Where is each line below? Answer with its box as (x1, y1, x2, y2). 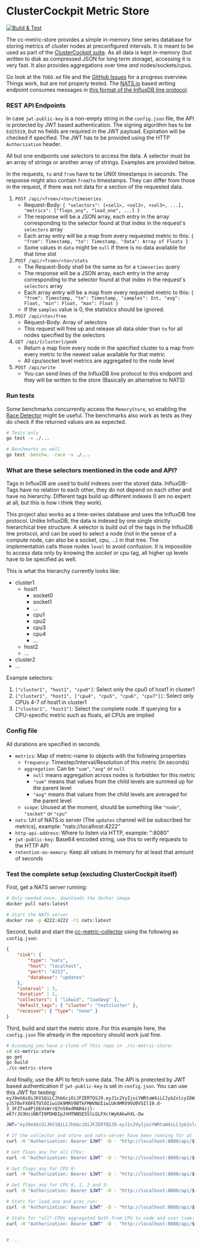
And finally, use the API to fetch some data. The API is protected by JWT (6, 1076, 186, 1083)
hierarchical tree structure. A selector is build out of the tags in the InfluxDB (6, 523, 194, 531)
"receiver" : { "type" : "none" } (17, 1008, 98, 1014)
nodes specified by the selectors (23, 331, 105, 339)
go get (6, 1054, 23, 1060)
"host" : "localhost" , (28, 963, 82, 970)
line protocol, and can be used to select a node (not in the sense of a (6, 530, 177, 537)
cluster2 (14, 656, 36, 664)
